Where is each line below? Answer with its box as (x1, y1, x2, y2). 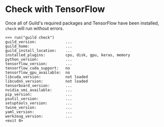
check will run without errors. (5, 25, 64, 31)
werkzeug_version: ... (5, 113, 72, 118)
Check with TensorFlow (5, 3, 105, 15)
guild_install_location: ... (5, 48, 72, 53)
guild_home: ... (5, 43, 72, 48)
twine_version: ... (5, 105, 72, 110)
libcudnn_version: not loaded (5, 78, 88, 83)
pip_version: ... (5, 91, 72, 97)
